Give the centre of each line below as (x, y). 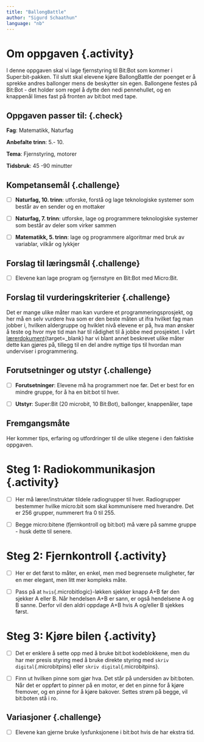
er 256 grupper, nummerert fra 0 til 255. (65, 512)
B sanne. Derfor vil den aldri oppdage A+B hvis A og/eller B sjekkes (100, 605)
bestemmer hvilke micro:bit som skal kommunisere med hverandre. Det (104, 506)
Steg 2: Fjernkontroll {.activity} (87, 556)
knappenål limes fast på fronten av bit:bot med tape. (72, 96)
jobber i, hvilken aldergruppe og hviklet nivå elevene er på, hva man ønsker (100, 325)
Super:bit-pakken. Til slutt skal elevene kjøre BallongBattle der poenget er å (101, 77)
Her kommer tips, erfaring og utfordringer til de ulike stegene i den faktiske (100, 438)
